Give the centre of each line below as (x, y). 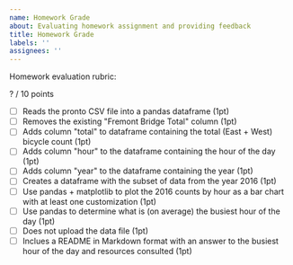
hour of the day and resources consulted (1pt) (107, 251)
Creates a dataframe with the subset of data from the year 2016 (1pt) (149, 181)
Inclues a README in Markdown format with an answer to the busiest (150, 241)
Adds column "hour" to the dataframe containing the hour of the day (149, 151)
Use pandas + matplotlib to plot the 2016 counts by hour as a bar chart (153, 191)
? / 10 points (32, 94)
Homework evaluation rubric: (63, 76)
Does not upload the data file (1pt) (85, 231)
